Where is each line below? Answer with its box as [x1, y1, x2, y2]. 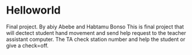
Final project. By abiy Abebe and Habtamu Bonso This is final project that [6, 23, 184, 30]
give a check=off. [6, 42, 49, 49]
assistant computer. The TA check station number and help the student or [6, 35, 186, 43]
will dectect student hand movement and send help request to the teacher [6, 29, 186, 36]
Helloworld [6, 4, 61, 17]
